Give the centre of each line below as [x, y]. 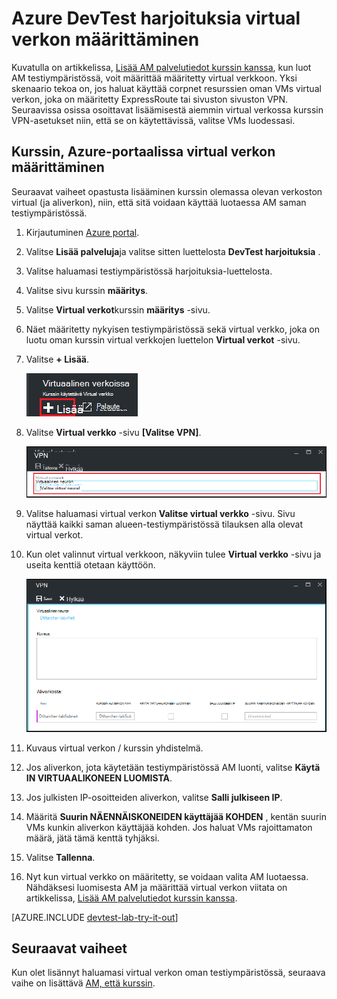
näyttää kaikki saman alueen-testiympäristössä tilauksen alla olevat [164, 524]
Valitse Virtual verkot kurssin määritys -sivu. [118, 309]
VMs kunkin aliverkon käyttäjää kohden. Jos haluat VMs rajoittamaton [169, 827]
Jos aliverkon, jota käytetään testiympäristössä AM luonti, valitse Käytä [173, 767]
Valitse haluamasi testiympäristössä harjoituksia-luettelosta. [149, 271]
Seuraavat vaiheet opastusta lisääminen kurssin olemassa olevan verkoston [167, 191]
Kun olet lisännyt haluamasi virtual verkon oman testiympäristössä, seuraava [168, 973]
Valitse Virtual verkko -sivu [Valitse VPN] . [113, 432]
